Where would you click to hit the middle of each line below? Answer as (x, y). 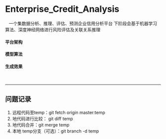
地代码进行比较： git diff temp (42, 119)
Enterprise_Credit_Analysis (62, 9)
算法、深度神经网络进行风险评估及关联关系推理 (53, 29)
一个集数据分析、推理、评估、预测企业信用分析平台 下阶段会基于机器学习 (83, 23)
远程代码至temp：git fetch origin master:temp (59, 113)
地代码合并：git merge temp (41, 125)
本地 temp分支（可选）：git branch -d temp (56, 131)
